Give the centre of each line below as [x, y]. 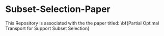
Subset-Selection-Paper [58, 9]
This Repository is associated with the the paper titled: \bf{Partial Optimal [82, 23]
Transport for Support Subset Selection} [48, 28]
